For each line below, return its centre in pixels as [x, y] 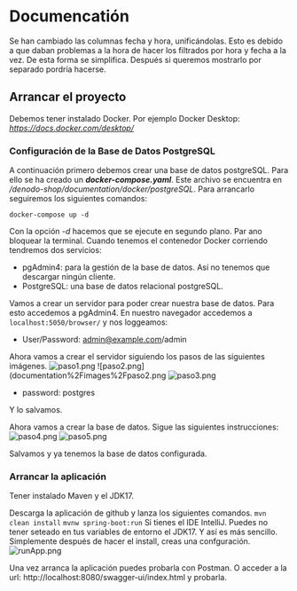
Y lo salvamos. [36, 410]
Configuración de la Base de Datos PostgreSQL [112, 151]
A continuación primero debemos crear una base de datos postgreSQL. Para [149, 170]
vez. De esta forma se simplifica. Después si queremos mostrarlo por [135, 59]
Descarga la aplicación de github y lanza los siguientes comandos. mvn [138, 513]
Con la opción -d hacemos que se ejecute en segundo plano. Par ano [136, 232]
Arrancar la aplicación [58, 477]
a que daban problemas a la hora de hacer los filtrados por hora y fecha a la [148, 50]
